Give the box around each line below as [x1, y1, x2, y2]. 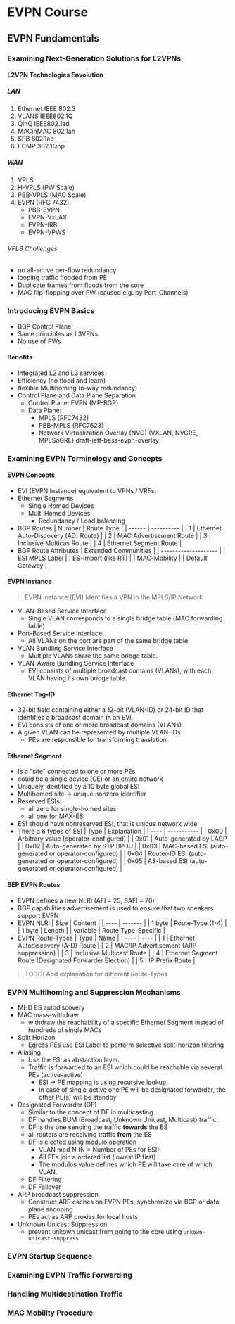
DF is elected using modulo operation [27, 1138, 137, 1146]
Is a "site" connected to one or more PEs [17, 768, 136, 776]
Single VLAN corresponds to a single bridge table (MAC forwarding [27, 614, 223, 623]
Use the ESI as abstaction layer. [27, 1055, 120, 1064]
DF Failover [27, 1183, 61, 1191]
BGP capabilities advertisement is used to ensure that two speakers [17, 903, 214, 912]
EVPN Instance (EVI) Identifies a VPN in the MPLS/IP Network [24, 593, 203, 601]
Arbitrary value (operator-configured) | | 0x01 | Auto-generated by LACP [17, 834, 227, 843]
